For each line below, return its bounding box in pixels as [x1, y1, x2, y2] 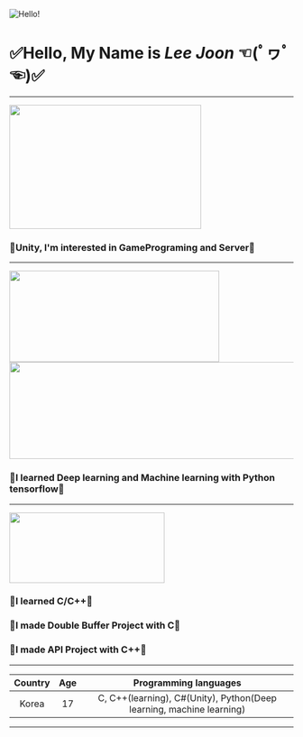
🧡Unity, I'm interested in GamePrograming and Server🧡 [9, 241, 255, 253]
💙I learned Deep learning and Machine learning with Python [9, 472, 275, 484]
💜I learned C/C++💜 [9, 595, 93, 608]
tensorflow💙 [9, 483, 65, 495]
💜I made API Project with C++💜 [9, 643, 147, 656]
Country [14, 677, 50, 689]
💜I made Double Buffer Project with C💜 [9, 619, 181, 631]
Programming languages [133, 677, 242, 689]
